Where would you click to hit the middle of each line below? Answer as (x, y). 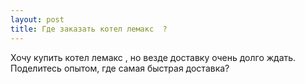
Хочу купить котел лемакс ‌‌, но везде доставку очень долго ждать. (153, 57)
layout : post (37, 19)
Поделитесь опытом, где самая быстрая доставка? (120, 68)
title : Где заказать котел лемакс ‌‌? (89, 29)
